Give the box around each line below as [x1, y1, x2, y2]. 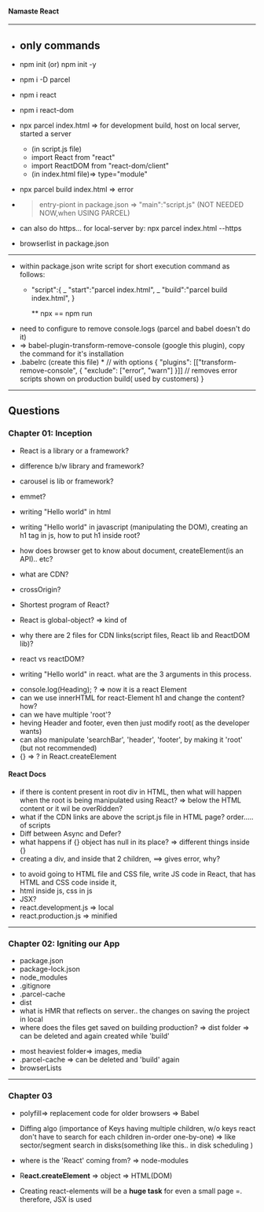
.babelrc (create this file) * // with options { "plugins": [19, 358, 192, 367]
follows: [19, 270, 46, 280]
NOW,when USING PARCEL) [38, 209, 130, 218]
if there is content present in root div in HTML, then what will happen [19, 787, 242, 796]
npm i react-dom [19, 106, 75, 115]
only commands [19, 39, 101, 52]
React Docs [8, 769, 47, 779]
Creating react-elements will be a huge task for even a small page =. [19, 1186, 243, 1195]
